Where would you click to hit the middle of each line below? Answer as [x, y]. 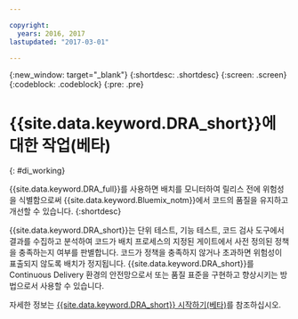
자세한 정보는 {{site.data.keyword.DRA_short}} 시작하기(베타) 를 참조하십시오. [145, 305]
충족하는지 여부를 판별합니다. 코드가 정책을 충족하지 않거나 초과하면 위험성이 [150, 253]
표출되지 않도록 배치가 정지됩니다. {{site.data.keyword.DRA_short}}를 [132, 264]
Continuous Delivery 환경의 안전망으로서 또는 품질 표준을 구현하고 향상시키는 [144, 275]
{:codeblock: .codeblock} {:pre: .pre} [77, 85]
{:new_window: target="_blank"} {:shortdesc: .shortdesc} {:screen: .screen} [148, 75]
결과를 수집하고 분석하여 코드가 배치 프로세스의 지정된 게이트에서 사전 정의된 [141, 241]
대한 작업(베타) [60, 146]
